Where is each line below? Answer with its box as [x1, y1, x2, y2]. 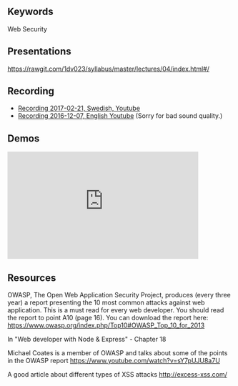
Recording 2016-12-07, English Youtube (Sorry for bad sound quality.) [17, 112, 223, 120]
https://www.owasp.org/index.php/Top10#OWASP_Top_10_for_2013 [7, 321, 205, 330]
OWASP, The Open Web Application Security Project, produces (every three [7, 291, 231, 300]
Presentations [7, 46, 71, 58]
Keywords [7, 6, 54, 18]
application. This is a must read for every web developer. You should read [7, 306, 224, 315]
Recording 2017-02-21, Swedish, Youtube [17, 104, 141, 113]
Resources [7, 272, 56, 284]
